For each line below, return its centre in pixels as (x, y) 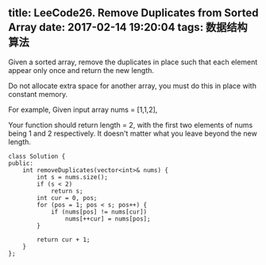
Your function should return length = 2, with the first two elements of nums (131, 125)
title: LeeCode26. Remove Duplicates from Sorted (133, 13)
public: (21, 163)
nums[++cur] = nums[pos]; (108, 219)
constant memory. (38, 94)
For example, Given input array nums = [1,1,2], (83, 109)
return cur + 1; (64, 240)
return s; (67, 191)
